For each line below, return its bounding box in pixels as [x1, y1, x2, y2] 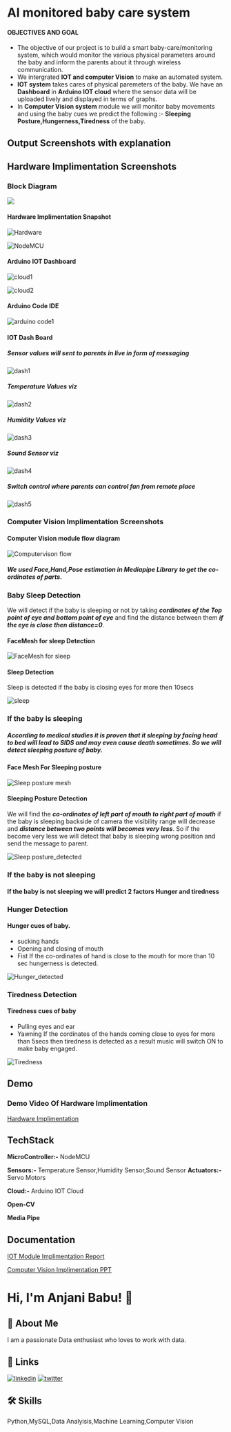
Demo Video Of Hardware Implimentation [7, 1099, 148, 1109]
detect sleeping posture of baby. [7, 746, 103, 754]
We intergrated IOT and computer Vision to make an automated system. [17, 73, 223, 81]
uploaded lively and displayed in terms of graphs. [17, 95, 158, 103]
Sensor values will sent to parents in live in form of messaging [7, 349, 190, 357]
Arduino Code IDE [7, 302, 59, 310]
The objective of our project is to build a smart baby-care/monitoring [17, 44, 212, 52]
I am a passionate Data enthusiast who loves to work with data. [7, 1336, 186, 1344]
